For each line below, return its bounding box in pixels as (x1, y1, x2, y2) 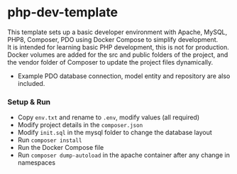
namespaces (17, 158, 55, 167)
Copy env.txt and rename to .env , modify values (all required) (17, 113, 200, 121)
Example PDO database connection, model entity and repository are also (17, 72, 231, 80)
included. (17, 79, 45, 87)
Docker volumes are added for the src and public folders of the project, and (7, 50, 228, 59)
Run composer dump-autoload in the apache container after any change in (17, 151, 231, 160)
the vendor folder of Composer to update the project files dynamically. (7, 58, 214, 66)
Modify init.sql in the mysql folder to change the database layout (17, 129, 213, 137)
